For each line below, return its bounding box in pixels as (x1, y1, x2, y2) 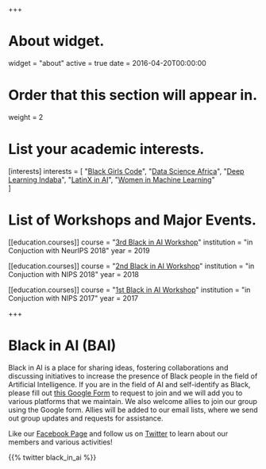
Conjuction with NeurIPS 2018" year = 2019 (8, 245, 150, 255)
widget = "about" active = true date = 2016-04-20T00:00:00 (8, 58, 206, 67)
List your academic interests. (8, 140, 205, 159)
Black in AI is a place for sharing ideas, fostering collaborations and (8, 363, 229, 372)
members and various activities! (8, 437, 113, 447)
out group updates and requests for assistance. (8, 413, 164, 423)
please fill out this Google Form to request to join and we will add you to (8, 388, 243, 398)
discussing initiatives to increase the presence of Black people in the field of (8, 371, 258, 381)
